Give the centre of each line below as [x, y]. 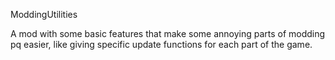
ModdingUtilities [44, 14]
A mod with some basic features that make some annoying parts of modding [168, 33]
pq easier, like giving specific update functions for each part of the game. [161, 44]
